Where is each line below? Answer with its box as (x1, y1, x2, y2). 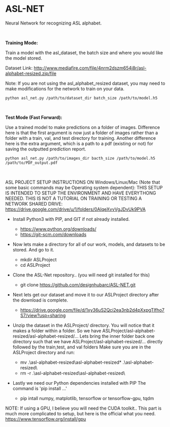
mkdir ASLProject (20, 256, 57, 263)
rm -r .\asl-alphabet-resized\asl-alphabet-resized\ (20, 370, 125, 376)
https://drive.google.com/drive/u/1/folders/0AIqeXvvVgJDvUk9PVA (5, 206, 146, 212)
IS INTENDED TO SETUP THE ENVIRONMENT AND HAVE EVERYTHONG (5, 190, 156, 196)
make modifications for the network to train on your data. (5, 85, 125, 92)
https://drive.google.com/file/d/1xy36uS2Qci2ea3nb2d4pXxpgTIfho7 (20, 307, 165, 313)
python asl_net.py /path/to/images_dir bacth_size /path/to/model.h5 (5, 156, 156, 161)
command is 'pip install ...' (12, 385, 67, 391)
